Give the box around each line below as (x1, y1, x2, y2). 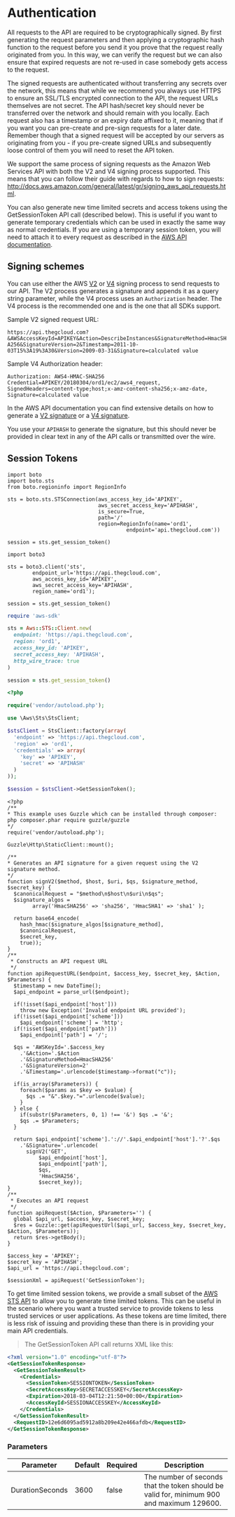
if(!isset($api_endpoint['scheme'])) (13, 1013, 124, 1020)
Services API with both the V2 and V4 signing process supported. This (7, 167, 211, 175)
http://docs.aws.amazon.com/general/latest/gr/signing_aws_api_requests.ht (7, 182, 226, 190)
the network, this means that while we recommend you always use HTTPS (7, 86, 222, 95)
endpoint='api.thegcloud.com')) (126, 526, 220, 534)
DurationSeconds (10, 1485, 69, 1495)
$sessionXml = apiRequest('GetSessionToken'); (7, 1276, 145, 1284)
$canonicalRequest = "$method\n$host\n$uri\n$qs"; (13, 890, 164, 897)
